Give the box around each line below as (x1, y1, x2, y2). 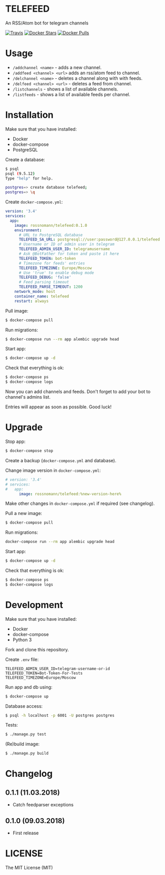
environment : (14, 227, 42, 233)
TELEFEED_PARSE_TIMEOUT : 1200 (18, 284, 83, 290)
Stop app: (5, 438, 26, 444)
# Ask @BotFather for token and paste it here (18, 251, 119, 257)
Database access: (5, 703, 43, 709)
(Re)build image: (5, 741, 40, 747)
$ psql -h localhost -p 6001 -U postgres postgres (5, 713, 115, 718)
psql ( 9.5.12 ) (5, 171, 36, 176)
